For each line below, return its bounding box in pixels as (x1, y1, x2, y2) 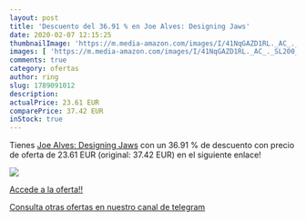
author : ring (9, 73, 59, 82)
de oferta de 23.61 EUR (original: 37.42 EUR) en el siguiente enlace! (9, 149, 261, 160)
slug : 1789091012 (9, 81, 76, 90)
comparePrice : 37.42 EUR (9, 106, 104, 116)
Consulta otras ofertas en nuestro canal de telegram (9, 202, 206, 213)
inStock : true (9, 115, 64, 124)
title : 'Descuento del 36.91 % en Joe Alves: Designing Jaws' (9, 22, 250, 31)
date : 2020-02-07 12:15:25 (9, 30, 112, 39)
